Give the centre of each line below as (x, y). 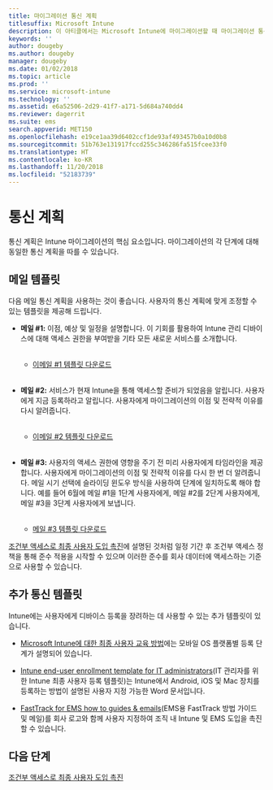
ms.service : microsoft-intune (60, 91)
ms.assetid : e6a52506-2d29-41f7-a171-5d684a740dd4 (96, 106)
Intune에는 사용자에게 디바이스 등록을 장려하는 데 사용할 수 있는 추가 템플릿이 (130, 615)
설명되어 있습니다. (64, 653)
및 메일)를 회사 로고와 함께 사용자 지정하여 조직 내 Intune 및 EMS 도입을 (134, 718)
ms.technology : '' (39, 99)
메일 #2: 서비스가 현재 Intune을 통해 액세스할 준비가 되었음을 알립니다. (132, 390)
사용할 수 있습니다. (53, 566)
